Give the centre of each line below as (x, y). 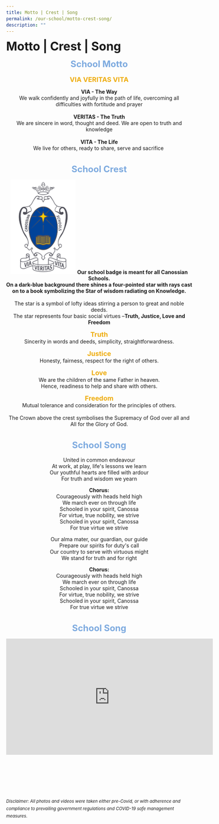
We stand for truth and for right (99, 558)
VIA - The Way (99, 92)
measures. (17, 816)
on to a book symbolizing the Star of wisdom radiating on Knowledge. (99, 291)
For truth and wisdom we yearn (99, 479)
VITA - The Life (99, 142)
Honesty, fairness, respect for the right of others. (99, 361)
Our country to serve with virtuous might (99, 552)
